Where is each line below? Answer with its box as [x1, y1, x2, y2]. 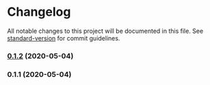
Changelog [7, 4, 71, 20]
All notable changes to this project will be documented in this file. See [7, 27, 204, 35]
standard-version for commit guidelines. [7, 34, 120, 42]
